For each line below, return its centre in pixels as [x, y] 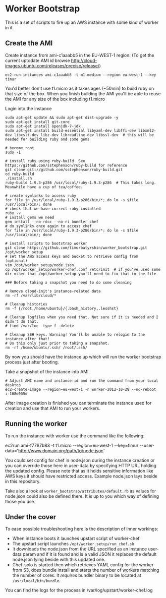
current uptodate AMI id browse [38, 60]
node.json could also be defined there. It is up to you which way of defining [82, 496]
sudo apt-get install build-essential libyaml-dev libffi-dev [71, 130]
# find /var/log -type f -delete [40, 326]
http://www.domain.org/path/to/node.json [61, 450]
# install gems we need [30, 217]
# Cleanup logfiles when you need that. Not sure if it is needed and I [82, 317]
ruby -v [13, 213]
